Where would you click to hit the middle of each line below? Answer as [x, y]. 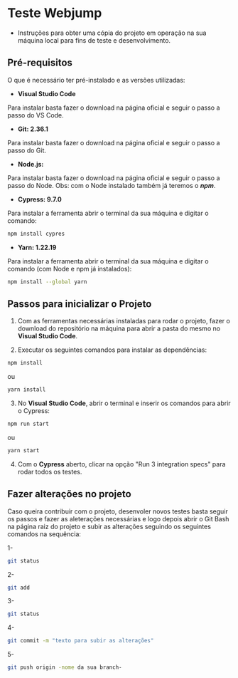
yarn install [27, 390]
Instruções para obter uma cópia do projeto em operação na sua [112, 33]
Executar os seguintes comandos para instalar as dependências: [112, 350]
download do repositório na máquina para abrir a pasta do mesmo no [119, 328]
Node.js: [31, 164]
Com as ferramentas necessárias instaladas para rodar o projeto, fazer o [124, 321]
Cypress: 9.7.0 [39, 199]
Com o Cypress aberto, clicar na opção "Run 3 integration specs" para [121, 464]
